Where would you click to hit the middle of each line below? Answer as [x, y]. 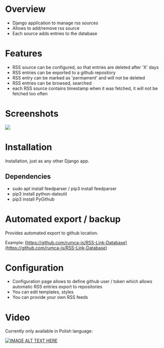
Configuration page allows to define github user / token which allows [82, 281]
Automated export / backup [63, 219]
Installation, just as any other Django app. [47, 161]
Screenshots [32, 114]
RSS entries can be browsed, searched [52, 83]
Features [24, 54]
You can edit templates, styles [43, 292]
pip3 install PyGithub [33, 199]
